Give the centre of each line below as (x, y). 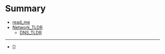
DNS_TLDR (30, 32)
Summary (25, 9)
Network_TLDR (27, 27)
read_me (21, 22)
